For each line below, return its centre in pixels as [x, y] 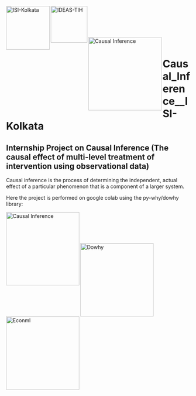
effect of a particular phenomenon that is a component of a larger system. [95, 186]
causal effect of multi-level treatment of [80, 157]
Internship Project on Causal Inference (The [87, 148]
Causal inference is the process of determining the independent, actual [92, 180]
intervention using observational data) [78, 166]
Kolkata [25, 126]
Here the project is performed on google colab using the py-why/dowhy [93, 198]
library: [15, 204]
